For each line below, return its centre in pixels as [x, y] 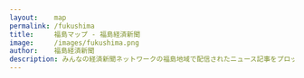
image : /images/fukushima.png [75, 43]
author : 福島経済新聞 [52, 51]
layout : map [38, 17]
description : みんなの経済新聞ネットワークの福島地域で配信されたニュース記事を [143, 59]
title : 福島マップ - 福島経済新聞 [75, 34]
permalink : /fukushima [52, 26]
